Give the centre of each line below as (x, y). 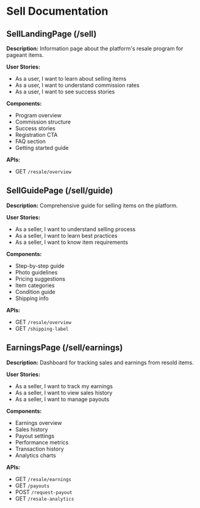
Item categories (35, 285)
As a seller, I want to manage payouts (62, 399)
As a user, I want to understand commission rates (77, 85)
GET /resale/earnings (43, 479)
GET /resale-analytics (45, 498)
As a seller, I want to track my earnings (64, 386)
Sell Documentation (57, 11)
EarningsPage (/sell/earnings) (65, 348)
